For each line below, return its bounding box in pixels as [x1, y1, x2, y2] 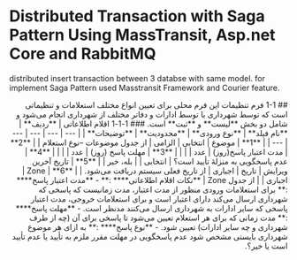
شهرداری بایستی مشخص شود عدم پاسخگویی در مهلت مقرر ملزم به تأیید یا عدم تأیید [11, 231, 288, 241]
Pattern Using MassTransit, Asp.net [9, 25, 276, 45]
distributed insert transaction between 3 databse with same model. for [9, 73, 266, 83]
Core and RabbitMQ [9, 44, 156, 64]
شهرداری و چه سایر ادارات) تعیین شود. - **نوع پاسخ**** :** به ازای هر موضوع [27, 221, 288, 232]
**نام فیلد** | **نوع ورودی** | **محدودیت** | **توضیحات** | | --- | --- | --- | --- [11, 127, 288, 138]
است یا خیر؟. [244, 241, 288, 251]
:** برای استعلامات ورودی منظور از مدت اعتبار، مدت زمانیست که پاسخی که [38, 184, 288, 195]
